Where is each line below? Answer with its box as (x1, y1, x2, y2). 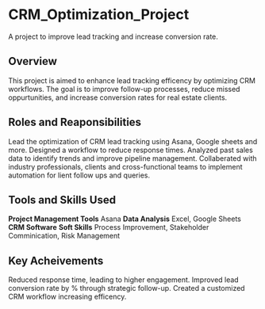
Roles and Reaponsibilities (8, 116, 141, 129)
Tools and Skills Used (8, 193, 117, 207)
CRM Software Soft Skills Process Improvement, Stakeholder (8, 223, 209, 232)
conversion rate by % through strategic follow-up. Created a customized (8, 284, 245, 293)
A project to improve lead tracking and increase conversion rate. (8, 32, 218, 41)
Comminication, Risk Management (8, 231, 121, 241)
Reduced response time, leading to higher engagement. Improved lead (8, 275, 240, 284)
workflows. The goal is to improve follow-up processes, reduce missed (8, 84, 240, 93)
